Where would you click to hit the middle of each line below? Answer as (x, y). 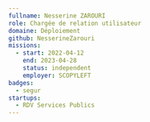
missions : (25, 46)
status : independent (57, 68)
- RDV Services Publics (55, 105)
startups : (25, 98)
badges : (21, 83)
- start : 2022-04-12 (50, 53)
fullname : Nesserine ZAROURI (57, 16)
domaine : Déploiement (45, 31)
